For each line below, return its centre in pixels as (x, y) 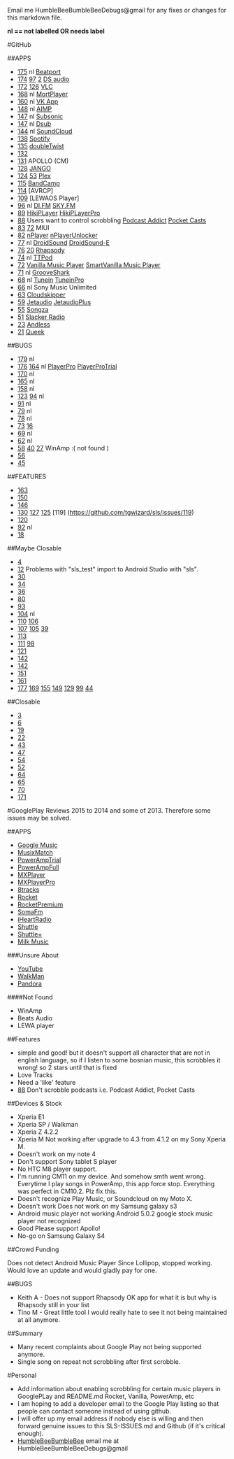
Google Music (37, 845)
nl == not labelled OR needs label (56, 31)
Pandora (29, 983)
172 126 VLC (35, 86)
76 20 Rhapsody (41, 250)
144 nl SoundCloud (45, 131)
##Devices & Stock (35, 1103)
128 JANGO (34, 168)
